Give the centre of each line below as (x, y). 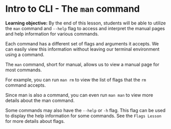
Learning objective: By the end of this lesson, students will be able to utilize (86, 23)
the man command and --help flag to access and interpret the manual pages (85, 28)
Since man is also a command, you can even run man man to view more (79, 95)
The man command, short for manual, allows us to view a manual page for (82, 64)
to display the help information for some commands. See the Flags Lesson (83, 116)
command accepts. (26, 85)
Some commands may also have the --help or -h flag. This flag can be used (85, 110)
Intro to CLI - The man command (72, 9)
